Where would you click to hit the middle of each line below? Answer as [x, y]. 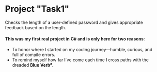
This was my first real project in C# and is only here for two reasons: [75, 39]
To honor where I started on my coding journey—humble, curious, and [82, 50]
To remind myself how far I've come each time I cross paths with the [80, 60]
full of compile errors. [34, 55]
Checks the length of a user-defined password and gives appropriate [74, 22]
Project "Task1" [37, 9]
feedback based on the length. [36, 27]
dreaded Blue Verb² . [33, 65]
